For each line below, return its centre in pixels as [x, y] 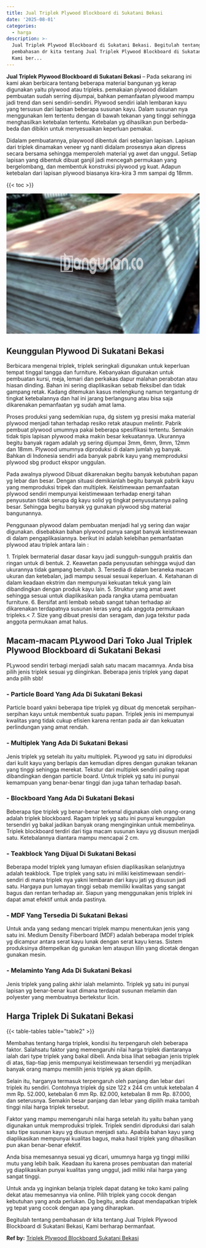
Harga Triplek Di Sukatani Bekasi [70, 1017]
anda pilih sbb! [25, 678]
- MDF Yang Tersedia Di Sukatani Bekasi [67, 915]
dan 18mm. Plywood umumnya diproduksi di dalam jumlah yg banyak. [94, 449]
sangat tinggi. [24, 1176]
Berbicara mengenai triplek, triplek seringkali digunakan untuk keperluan [98, 366]
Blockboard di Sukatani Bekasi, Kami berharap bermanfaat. [81, 1226]
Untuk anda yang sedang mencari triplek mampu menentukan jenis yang [98, 929]
